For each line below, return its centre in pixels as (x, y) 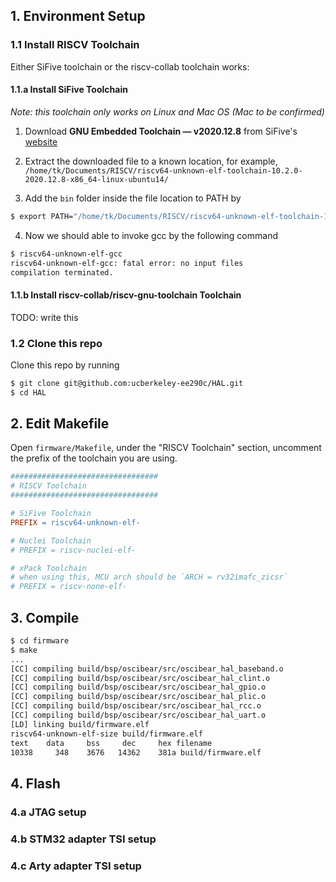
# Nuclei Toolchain (51, 540)
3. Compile (45, 617)
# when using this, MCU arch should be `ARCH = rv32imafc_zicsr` (149, 577)
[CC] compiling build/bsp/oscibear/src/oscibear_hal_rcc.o (136, 706)
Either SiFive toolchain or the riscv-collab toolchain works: (130, 66)
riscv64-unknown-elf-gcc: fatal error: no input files (127, 263)
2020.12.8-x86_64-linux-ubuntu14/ (96, 179)
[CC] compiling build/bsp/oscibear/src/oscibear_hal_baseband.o (147, 669)
